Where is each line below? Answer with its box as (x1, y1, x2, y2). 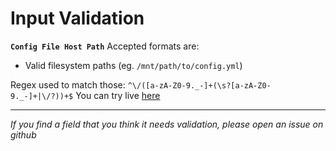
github (10, 128, 37, 141)
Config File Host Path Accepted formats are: (10, 40, 200, 52)
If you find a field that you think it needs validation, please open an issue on (10, 118, 324, 130)
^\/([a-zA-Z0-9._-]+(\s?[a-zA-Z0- (127, 80, 272, 91)
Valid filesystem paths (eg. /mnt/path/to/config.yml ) (24, 59, 243, 71)
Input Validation (10, 7, 145, 30)
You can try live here (75, 89, 161, 101)
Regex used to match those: (10, 78, 126, 91)
